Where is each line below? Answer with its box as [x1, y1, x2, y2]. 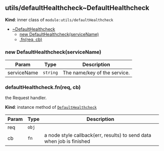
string [42, 70, 58, 76]
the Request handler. [5, 95, 47, 101]
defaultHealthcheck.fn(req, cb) [5, 84, 81, 91]
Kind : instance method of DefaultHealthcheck [5, 104, 97, 110]
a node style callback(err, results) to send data [44, 132, 151, 139]
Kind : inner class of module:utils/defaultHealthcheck [5, 17, 114, 22]
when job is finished [44, 138, 90, 145]
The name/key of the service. [62, 69, 130, 76]
